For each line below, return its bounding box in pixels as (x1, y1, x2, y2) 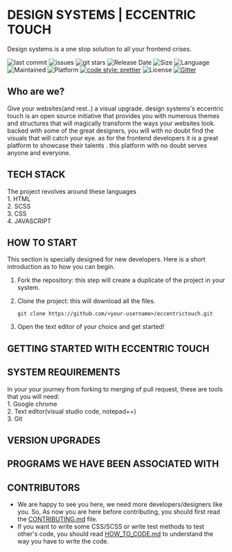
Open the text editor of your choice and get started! (17, 323, 165, 331)
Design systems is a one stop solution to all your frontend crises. (7, 44, 192, 53)
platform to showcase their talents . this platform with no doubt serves (7, 141, 208, 149)
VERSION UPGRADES (7, 435, 100, 446)
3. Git (7, 414, 23, 423)
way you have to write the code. (17, 537, 109, 546)
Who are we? (7, 86, 65, 97)
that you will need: (7, 392, 60, 400)
